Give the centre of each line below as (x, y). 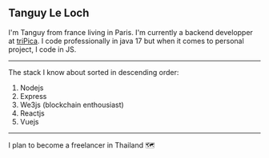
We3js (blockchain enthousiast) (72, 105)
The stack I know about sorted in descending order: (94, 72)
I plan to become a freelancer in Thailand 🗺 (82, 145)
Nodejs (32, 88)
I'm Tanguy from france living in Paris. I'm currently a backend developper (131, 32)
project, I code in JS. (42, 49)
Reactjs (32, 113)
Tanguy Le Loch (49, 13)
